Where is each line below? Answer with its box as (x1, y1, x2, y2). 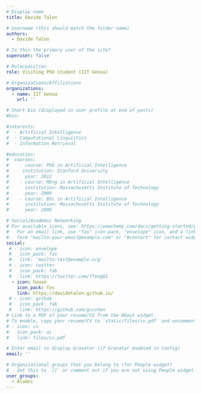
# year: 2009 (6, 190, 52, 196)
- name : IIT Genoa (11, 91, 58, 97)
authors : (6, 31, 28, 37)
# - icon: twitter (8, 262, 55, 268)
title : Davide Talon (6, 14, 58, 20)
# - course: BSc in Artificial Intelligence (6, 196, 127, 202)
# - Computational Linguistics (6, 135, 87, 141)
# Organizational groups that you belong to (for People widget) (6, 362, 172, 368)
